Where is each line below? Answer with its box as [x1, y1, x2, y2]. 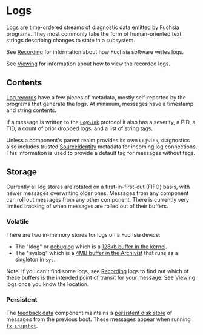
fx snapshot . [6, 322, 38, 330]
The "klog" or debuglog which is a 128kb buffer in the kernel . [15, 243, 168, 250]
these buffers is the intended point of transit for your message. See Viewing [6, 274, 196, 281]
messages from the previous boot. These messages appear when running [6, 316, 191, 323]
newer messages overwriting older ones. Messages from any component [6, 189, 189, 197]
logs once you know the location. [6, 280, 89, 288]
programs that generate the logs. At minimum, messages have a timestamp [6, 100, 194, 107]
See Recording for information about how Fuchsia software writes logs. [6, 48, 184, 55]
